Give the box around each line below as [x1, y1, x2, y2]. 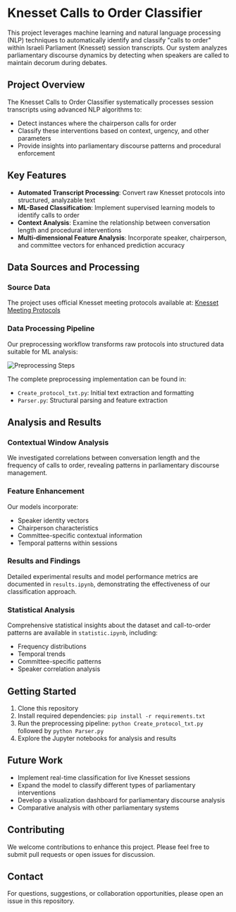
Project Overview [7, 79, 85, 91]
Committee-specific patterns [17, 657, 102, 666]
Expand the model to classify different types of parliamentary [17, 781, 196, 789]
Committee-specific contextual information [17, 531, 143, 539]
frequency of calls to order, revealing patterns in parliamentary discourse [7, 461, 220, 469]
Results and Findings [7, 556, 81, 566]
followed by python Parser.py [17, 726, 104, 735]
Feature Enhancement [7, 486, 85, 496]
